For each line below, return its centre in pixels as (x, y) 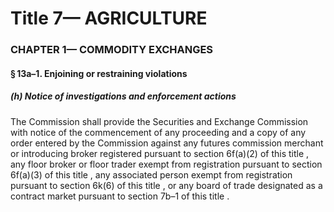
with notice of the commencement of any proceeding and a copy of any (158, 132)
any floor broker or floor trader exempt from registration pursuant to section (166, 164)
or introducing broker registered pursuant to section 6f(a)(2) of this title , (160, 153)
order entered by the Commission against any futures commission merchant (167, 143)
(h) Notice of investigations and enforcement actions (123, 96)
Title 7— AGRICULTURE (109, 18)
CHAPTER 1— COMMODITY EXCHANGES (112, 50)
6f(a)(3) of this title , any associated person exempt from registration (151, 174)
